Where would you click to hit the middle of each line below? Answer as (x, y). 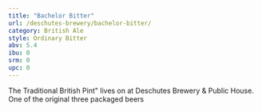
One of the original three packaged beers (76, 99)
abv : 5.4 (23, 46)
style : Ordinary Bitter (48, 38)
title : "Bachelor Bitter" (51, 16)
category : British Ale (46, 30)
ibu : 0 (19, 53)
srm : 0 (19, 61)
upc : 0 (19, 68)
